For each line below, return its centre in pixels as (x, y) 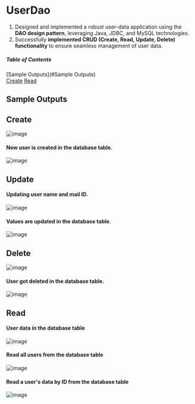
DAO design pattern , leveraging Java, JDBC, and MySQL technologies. (102, 33)
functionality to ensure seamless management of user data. (89, 46)
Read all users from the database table (55, 355)
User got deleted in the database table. (55, 281)
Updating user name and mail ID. (47, 194)
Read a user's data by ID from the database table (67, 381)
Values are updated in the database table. (59, 221)
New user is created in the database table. (59, 147)
